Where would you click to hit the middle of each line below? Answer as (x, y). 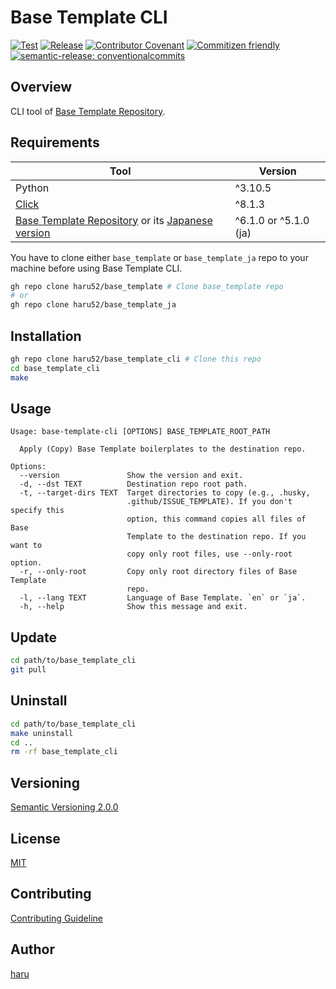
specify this (37, 511)
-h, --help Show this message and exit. (133, 607)
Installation (46, 336)
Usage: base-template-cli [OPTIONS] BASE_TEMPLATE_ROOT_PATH (140, 432)
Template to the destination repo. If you (216, 537)
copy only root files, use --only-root (209, 554)
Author (32, 949)
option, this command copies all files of (216, 519)
